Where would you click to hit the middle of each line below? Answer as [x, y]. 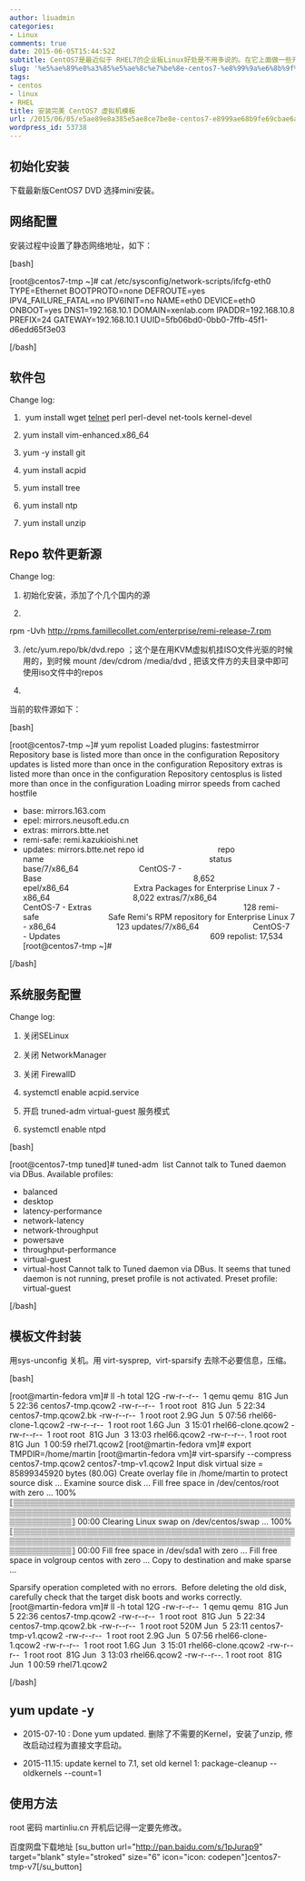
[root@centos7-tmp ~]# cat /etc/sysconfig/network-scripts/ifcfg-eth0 [140, 281]
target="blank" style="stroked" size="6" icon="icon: [108, 1856]
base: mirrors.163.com [64, 811]
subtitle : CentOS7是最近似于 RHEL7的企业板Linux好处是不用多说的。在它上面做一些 [151, 60]
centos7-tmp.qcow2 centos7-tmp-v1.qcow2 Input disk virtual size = [137, 1463]
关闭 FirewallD [49, 1074]
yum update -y [52, 1711]
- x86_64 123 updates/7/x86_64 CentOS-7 [156, 926]
